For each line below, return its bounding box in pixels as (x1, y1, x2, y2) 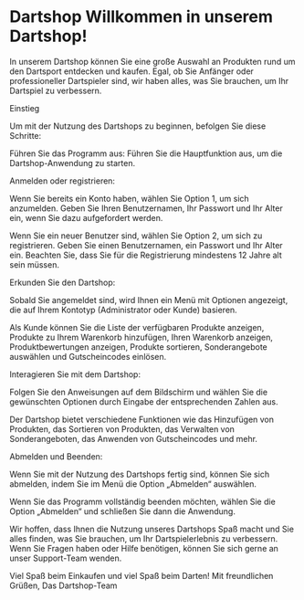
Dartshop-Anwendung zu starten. (9, 157, 135, 168)
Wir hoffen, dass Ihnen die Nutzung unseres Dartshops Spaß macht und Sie (9, 523, 295, 534)
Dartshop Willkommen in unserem (9, 6, 274, 27)
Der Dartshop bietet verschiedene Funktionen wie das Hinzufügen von (9, 414, 275, 425)
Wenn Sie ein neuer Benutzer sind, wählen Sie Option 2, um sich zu (9, 230, 263, 241)
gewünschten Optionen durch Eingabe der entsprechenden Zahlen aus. (9, 395, 278, 407)
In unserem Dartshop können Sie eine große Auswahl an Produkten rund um (9, 56, 296, 67)
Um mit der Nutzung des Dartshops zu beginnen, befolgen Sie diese (9, 121, 267, 132)
